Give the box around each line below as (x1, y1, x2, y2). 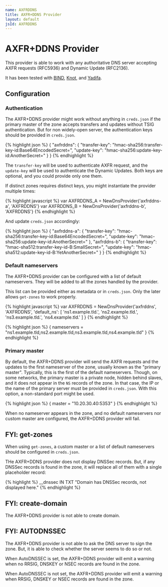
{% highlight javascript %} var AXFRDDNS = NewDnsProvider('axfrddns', (5, 304, 157, 310)
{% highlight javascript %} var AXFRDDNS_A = (5, 197, 102, 204)
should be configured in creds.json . (5, 449, 79, 455)
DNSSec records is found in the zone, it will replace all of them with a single (5, 464, 162, 470)
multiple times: (5, 188, 36, 194)
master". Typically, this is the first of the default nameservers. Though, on (5, 370, 157, 376)
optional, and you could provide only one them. (5, 173, 103, 179)
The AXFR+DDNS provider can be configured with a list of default (5, 273, 142, 279)
